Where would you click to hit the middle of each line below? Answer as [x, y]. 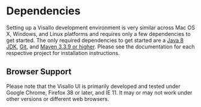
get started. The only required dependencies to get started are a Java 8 [95, 40]
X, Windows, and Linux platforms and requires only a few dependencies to [98, 33]
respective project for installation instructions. [63, 53]
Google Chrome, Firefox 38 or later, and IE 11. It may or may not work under [99, 92]
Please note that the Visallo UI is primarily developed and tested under [93, 86]
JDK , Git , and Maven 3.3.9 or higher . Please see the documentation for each [100, 47]
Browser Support [39, 72]
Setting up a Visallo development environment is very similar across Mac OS [101, 27]
